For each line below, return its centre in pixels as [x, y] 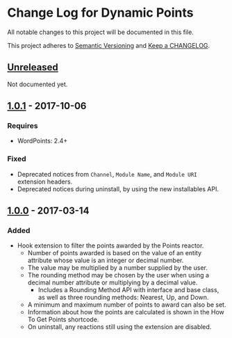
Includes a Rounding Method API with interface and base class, [129, 290]
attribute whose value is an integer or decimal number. [106, 260]
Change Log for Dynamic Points [100, 13]
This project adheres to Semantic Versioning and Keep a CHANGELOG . [109, 45]
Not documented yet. [38, 84]
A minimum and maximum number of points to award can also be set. [127, 305]
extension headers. [45, 182]
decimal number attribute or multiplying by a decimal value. [113, 282]
